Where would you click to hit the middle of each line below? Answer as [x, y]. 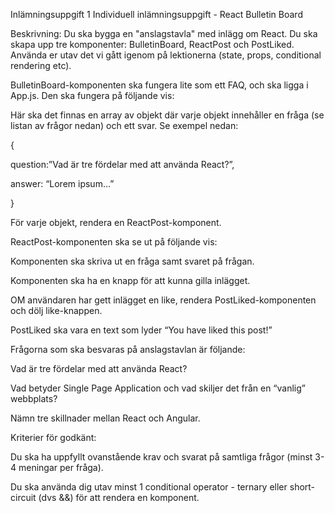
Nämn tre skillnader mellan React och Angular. [105, 418]
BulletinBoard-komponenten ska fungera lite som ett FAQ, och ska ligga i [159, 85]
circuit [23, 497]
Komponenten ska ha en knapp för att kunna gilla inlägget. [130, 280]
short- [302, 487]
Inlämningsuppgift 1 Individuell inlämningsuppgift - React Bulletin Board [156, 14]
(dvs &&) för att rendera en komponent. [119, 497]
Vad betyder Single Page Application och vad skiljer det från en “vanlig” [158, 388]
